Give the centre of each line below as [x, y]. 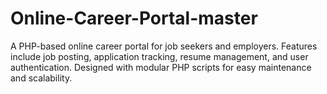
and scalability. [41, 78]
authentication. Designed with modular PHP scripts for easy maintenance [161, 67]
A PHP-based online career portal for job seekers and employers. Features [164, 46]
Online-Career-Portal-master [134, 18]
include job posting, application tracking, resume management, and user [159, 56]
